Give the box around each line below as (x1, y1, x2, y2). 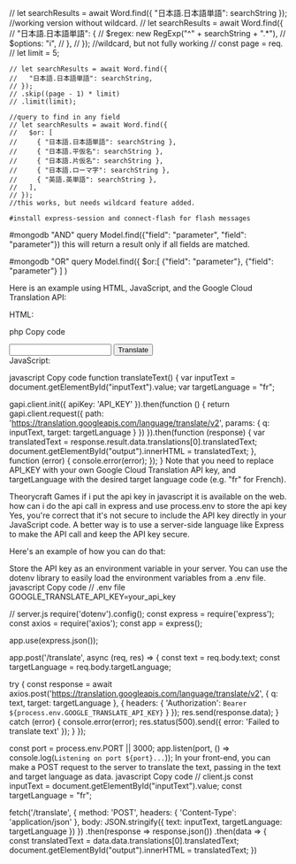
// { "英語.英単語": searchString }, (9, 175, 157, 184)
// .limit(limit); (9, 97, 77, 106)
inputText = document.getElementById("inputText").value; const (9, 781, 243, 791)
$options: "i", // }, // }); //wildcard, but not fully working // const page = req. (9, 38, 284, 49)
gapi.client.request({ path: (9, 408, 104, 419)
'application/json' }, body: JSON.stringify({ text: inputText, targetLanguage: (9, 817, 283, 827)
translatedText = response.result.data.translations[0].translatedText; (9, 436, 258, 447)
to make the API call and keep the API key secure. (9, 529, 190, 539)
